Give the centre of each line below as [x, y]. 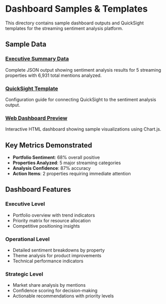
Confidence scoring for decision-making [55, 291]
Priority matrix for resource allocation [52, 220]
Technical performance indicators [48, 261]
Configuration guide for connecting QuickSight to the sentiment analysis [81, 99]
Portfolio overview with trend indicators [54, 215]
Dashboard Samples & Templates [77, 9]
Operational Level [27, 239]
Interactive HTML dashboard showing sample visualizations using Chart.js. [83, 129]
